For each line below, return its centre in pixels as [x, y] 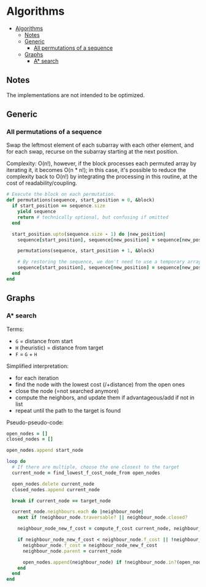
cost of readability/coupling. [42, 183]
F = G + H [26, 354]
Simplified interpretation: [37, 366]
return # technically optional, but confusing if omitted [93, 217]
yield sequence [37, 212]
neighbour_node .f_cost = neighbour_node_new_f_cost [90, 545]
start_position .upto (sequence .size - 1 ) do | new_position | [89, 234]
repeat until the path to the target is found [68, 410]
